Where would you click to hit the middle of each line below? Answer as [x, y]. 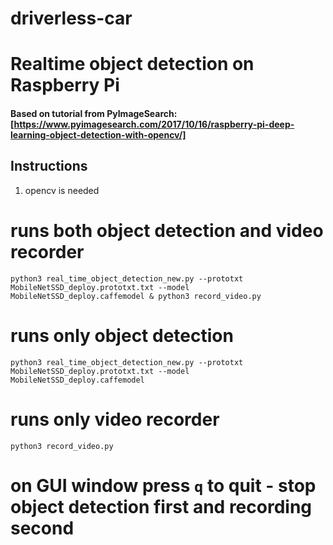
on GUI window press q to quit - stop [163, 485]
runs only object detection [122, 335]
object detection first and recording [161, 506]
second [42, 528]
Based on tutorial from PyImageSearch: [94, 113]
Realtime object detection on [132, 64]
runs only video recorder [115, 419]
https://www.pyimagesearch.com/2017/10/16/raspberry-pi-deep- [154, 124]
